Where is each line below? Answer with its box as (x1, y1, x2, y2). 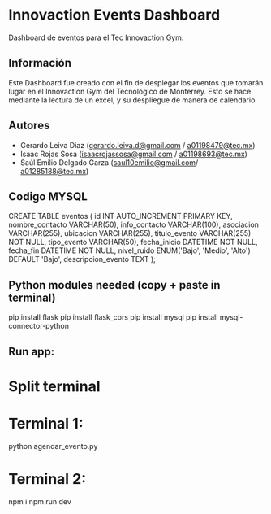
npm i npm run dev (8, 496, 71, 506)
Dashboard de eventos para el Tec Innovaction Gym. (8, 33, 184, 42)
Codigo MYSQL (8, 189, 88, 203)
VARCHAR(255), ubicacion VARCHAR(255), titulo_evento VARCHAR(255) (8, 229, 252, 238)
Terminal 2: (8, 469, 87, 488)
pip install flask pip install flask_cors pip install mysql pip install (8, 312, 218, 322)
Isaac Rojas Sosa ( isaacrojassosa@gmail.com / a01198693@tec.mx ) (19, 149, 247, 159)
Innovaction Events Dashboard (8, 6, 221, 24)
